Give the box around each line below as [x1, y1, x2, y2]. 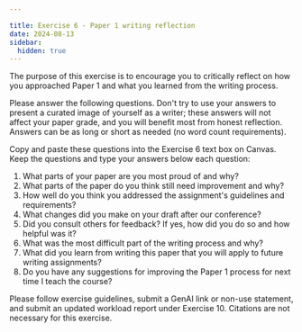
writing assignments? [22, 257, 102, 268]
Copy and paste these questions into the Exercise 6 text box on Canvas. [9, 144, 277, 155]
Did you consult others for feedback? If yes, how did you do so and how [22, 219, 290, 229]
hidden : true [17, 46, 67, 55]
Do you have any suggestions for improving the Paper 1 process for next [22, 266, 291, 277]
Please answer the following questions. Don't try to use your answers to [9, 98, 277, 109]
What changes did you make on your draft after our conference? [22, 209, 261, 220]
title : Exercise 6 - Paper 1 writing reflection [9, 21, 196, 30]
